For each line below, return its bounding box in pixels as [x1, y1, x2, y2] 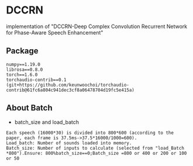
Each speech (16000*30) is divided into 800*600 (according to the [6, 130, 174, 136]
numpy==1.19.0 [6, 61, 41, 67]
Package [6, 46, 39, 56]
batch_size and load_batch [14, 118, 80, 126]
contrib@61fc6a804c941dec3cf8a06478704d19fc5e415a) [6, 87, 135, 93]
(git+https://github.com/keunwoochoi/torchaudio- [6, 82, 130, 88]
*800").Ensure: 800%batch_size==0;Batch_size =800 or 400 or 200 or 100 [6, 150, 187, 156]
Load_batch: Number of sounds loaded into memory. [6, 140, 132, 146]
